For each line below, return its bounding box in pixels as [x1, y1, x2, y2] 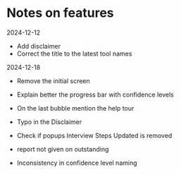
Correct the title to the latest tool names [16, 49, 132, 58]
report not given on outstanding [16, 144, 109, 153]
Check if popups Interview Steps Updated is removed [16, 131, 173, 139]
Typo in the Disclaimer [16, 118, 82, 126]
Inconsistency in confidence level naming [16, 159, 138, 167]
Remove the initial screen [16, 76, 91, 85]
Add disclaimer [16, 42, 61, 50]
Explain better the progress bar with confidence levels [16, 90, 174, 99]
